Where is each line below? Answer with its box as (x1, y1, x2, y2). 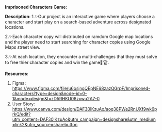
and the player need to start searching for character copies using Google (5, 39, 151, 45)
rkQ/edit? (12, 112, 31, 117)
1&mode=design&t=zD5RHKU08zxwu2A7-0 (12, 96, 100, 101)
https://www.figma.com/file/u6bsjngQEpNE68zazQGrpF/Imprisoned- (12, 85, 150, 91)
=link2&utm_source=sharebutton (12, 122, 78, 127)
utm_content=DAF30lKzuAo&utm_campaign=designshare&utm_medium (12, 116, 156, 122)
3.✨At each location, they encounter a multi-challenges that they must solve (5, 54, 158, 59)
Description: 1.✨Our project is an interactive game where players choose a (5, 14, 155, 19)
